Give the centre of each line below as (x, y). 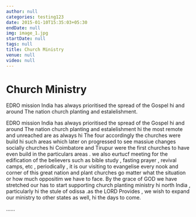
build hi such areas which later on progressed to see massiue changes (91, 142)
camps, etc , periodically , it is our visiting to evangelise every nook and (92, 167)
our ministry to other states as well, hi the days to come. (74, 198)
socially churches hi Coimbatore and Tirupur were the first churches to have (98, 148)
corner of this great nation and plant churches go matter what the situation (96, 173)
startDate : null (26, 39)
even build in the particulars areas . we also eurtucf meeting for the (87, 154)
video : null (20, 60)
